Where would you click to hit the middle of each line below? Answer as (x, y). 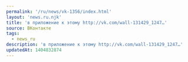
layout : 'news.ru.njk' (34, 17)
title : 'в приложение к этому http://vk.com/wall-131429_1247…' (87, 22)
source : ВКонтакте (29, 28)
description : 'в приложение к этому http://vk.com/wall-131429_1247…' (95, 45)
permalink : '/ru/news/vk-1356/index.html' (59, 12)
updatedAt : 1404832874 (34, 50)
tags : (13, 34)
